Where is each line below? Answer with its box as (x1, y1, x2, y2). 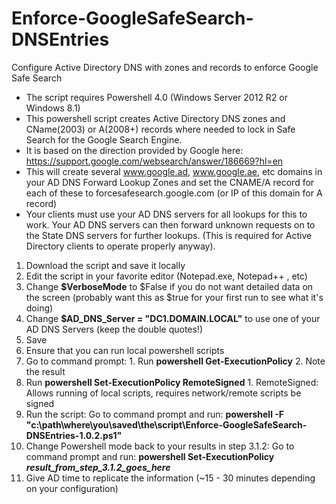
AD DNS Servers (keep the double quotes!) (25, 323, 204, 335)
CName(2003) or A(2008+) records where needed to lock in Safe (25, 123, 296, 135)
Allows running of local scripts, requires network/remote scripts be (25, 387, 302, 399)
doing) (25, 302, 54, 314)
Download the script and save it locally (25, 259, 186, 271)
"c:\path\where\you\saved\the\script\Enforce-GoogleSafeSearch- (25, 418, 308, 431)
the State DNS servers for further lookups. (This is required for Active (25, 229, 313, 241)
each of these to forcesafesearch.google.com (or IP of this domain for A (25, 187, 323, 199)
